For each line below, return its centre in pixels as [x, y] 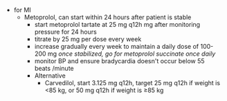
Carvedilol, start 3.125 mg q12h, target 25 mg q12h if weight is [132, 83]
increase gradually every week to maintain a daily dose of [117, 46]
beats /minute [54, 68]
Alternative [50, 76]
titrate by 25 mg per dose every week [88, 39]
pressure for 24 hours [65, 32]
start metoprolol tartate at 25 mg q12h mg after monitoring [117, 24]
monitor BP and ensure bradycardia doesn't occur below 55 [120, 61]
